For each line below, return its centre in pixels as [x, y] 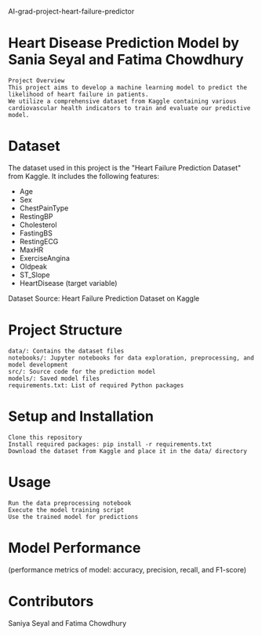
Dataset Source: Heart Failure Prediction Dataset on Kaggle [104, 298]
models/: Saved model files [54, 378]
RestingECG [39, 241]
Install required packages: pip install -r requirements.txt [110, 444]
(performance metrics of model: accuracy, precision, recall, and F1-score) [127, 569]
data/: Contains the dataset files [66, 351]
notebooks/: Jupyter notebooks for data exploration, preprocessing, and [131, 358]
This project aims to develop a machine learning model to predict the [127, 87]
